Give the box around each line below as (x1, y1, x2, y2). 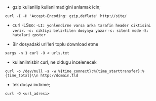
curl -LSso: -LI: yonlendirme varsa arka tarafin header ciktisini (12, 22, 152, 28)
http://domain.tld (40, 73, 78, 78)
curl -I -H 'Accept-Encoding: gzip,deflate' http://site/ (5, 14, 127, 19)
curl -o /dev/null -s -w (5, 69, 56, 74)
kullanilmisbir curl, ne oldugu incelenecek (12, 59, 97, 65)
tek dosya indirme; (12, 82, 50, 87)
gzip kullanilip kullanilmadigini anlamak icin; (12, 4, 101, 10)
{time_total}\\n (5, 73, 39, 78)
